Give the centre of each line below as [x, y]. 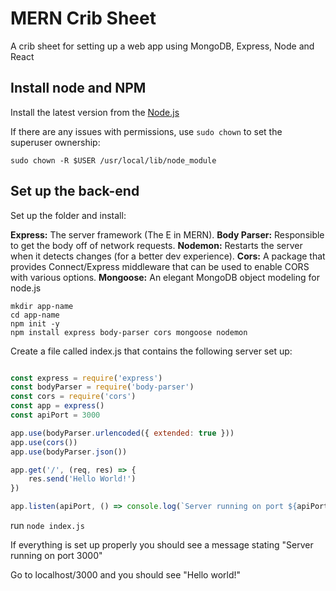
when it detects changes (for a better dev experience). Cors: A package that [168, 256]
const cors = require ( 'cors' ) [73, 397]
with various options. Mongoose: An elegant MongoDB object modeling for [165, 277]
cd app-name [35, 315]
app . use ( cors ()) [44, 442]
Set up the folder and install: [68, 215]
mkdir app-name [42, 306]
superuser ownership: [55, 142]
